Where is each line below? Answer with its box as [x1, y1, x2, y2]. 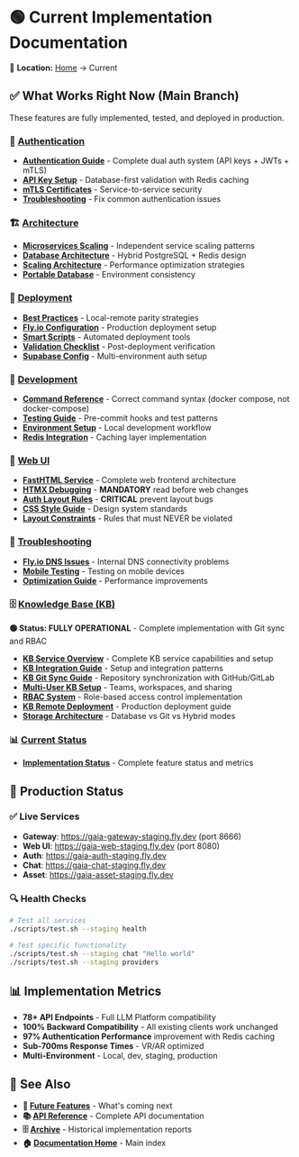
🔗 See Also [9, 1076, 71, 1091]
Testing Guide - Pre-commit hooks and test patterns [22, 412, 219, 424]
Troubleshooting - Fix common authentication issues [22, 194, 222, 205]
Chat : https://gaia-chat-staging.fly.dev [22, 860, 167, 870]
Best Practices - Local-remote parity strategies [22, 312, 200, 323]
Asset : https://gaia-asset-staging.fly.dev [22, 869, 174, 879]
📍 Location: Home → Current [9, 62, 118, 73]
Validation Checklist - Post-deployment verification [22, 341, 216, 351]
